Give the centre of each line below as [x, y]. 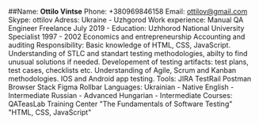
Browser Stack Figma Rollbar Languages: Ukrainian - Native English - [121, 87]
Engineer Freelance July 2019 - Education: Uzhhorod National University [126, 28]
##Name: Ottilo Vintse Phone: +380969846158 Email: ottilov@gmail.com [128, 11]
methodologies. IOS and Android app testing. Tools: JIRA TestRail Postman [130, 79]
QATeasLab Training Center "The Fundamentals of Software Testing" [120, 104]
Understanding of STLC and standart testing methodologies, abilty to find [128, 53]
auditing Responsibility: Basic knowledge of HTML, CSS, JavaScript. [120, 45]
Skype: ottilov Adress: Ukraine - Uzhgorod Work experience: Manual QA [126, 20]
